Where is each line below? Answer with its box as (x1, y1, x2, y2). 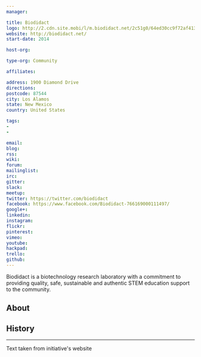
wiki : (6, 157, 20, 163)
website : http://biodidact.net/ (6, 30, 87, 36)
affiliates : (6, 69, 36, 75)
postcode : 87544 (6, 90, 47, 96)
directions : (6, 85, 36, 91)
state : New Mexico (6, 102, 52, 108)
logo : (6, 25, 20, 31)
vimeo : (6, 234, 23, 240)
